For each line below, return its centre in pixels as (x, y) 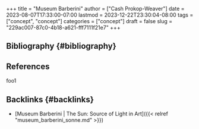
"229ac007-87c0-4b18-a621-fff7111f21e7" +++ (63, 27)
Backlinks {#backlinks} (50, 100)
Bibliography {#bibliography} (61, 46)
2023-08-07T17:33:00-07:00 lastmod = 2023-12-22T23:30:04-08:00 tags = (100, 15)
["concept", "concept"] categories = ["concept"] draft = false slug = (89, 21)
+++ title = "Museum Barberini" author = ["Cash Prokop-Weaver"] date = (96, 9)
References (28, 66)
